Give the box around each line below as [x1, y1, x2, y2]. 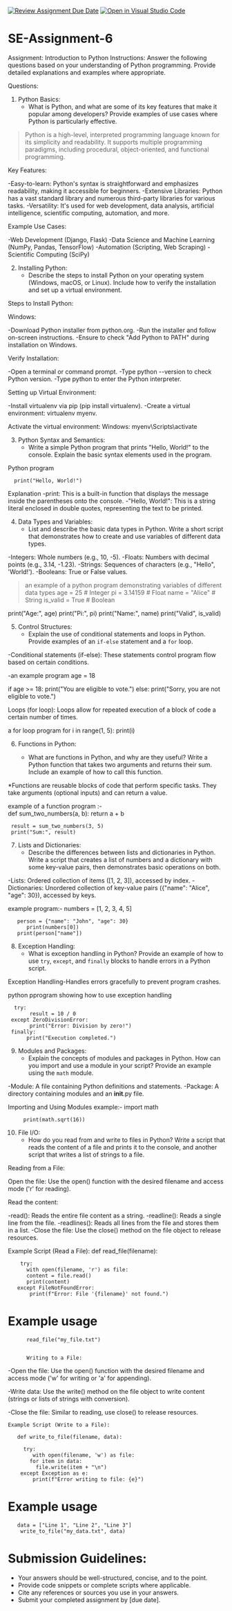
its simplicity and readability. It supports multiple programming [24, 138, 203, 146]
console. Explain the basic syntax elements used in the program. [28, 450, 213, 459]
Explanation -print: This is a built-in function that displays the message [8, 489, 209, 497]
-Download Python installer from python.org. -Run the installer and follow [8, 326, 217, 334]
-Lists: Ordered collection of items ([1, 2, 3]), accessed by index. [8, 876, 191, 885]
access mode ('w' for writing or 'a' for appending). [8, 1374, 151, 1382]
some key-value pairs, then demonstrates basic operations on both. [28, 863, 221, 871]
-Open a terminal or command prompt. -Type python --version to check [8, 367, 212, 376]
